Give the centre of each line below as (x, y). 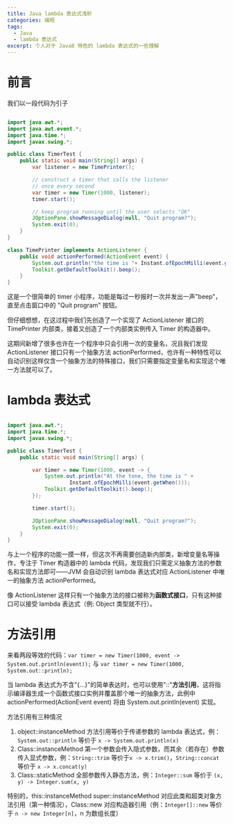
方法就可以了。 (34, 370)
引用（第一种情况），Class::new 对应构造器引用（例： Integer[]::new (111, 805)
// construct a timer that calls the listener (101, 180)
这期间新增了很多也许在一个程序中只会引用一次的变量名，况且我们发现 (107, 344)
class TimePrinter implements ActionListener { (77, 250)
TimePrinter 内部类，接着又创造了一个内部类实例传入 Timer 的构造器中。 (111, 329)
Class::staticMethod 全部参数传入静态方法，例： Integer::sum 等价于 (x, (120, 775)
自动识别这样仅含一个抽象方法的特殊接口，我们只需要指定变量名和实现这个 (113, 361)
